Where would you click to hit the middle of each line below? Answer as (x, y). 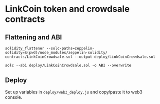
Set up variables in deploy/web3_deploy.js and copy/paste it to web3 (74, 92)
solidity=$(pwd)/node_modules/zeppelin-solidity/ (56, 52)
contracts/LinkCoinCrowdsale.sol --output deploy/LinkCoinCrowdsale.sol (80, 57)
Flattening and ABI (34, 37)
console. (14, 97)
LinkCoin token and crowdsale (67, 9)
